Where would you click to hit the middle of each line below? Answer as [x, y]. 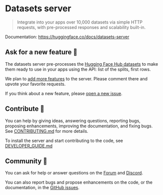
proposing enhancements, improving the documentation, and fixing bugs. [79, 126]
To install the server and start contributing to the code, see [64, 141]
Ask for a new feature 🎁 [41, 52]
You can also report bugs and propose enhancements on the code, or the [79, 182]
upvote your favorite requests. [35, 84]
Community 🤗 [26, 161]
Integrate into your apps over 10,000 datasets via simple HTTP [80, 22]
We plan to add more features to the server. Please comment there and [76, 78]
